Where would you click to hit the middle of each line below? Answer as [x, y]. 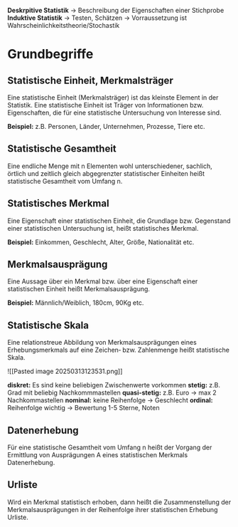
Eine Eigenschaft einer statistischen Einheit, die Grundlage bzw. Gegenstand [119, 221]
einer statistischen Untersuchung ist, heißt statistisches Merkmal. [103, 228]
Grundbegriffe [50, 54]
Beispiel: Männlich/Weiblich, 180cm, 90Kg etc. [76, 303]
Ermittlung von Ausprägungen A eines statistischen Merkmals [98, 455]
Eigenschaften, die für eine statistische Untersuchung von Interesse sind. [114, 113]
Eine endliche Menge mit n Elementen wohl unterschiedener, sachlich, [110, 166]
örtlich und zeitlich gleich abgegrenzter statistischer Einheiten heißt [106, 173]
